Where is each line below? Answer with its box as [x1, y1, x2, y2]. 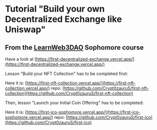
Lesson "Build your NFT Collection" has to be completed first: [5, 71, 128, 76]
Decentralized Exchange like [5, 14, 122, 25]
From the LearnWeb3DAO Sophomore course [5, 43, 144, 51]
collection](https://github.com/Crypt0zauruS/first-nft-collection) [5, 91, 133, 96]
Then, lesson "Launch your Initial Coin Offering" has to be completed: [5, 100, 144, 105]
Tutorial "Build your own [5, 3, 105, 15]
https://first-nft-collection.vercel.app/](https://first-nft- [26, 80, 136, 86]
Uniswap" [5, 24, 46, 35]
